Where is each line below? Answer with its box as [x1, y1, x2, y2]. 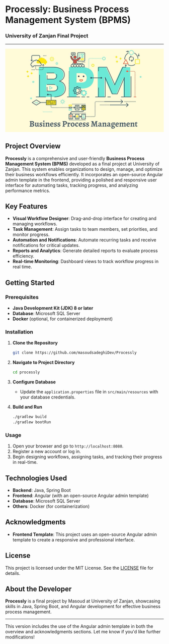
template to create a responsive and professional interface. [12, 536, 135, 542]
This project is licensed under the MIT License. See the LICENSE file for [5, 565, 154, 571]
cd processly [12, 370, 40, 375]
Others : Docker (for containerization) [12, 504, 90, 510]
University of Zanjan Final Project [5, 32, 89, 39]
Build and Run [12, 404, 43, 410]
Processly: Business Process [5, 4, 129, 15]
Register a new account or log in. [12, 449, 81, 455]
